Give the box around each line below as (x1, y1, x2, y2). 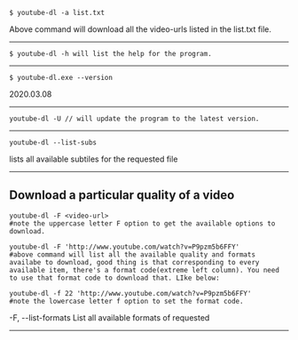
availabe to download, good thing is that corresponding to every (9, 257, 260, 266)
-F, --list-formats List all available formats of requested (9, 312, 210, 323)
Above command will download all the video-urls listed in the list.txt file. (9, 24, 272, 35)
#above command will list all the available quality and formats (9, 249, 255, 259)
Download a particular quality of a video (9, 187, 235, 203)
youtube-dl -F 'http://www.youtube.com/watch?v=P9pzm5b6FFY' (9, 242, 240, 251)
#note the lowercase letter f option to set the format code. (9, 297, 244, 305)
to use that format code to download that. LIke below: (9, 273, 220, 282)
